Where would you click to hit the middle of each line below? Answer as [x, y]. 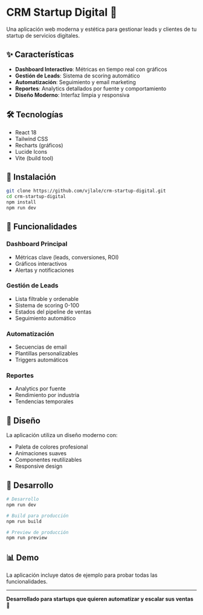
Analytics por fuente [40, 389]
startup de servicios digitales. [43, 35]
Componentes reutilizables [48, 460]
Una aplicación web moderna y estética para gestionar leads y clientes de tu [101, 29]
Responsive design [39, 466]
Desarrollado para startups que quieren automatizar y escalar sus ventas [100, 599]
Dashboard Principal [37, 244]
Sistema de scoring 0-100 [47, 305]
